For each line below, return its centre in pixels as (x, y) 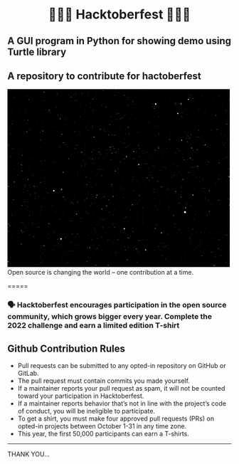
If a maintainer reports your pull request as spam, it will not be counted (121, 389)
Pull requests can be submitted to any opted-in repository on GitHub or (122, 366)
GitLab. (28, 374)
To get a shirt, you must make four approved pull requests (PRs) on (116, 418)
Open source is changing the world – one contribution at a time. (101, 273)
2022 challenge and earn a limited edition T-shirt (94, 325)
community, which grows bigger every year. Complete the (110, 317)
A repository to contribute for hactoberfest (104, 76)
